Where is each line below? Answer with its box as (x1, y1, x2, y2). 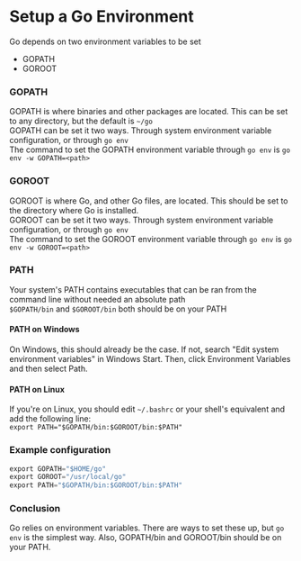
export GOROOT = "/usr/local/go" (9, 473, 127, 482)
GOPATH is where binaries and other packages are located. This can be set (9, 106, 288, 117)
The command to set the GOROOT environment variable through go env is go (9, 233, 293, 244)
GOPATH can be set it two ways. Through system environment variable (9, 125, 272, 136)
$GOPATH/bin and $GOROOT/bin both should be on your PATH (9, 303, 227, 314)
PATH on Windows (9, 324, 80, 335)
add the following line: (9, 413, 92, 424)
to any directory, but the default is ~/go (9, 115, 153, 127)
